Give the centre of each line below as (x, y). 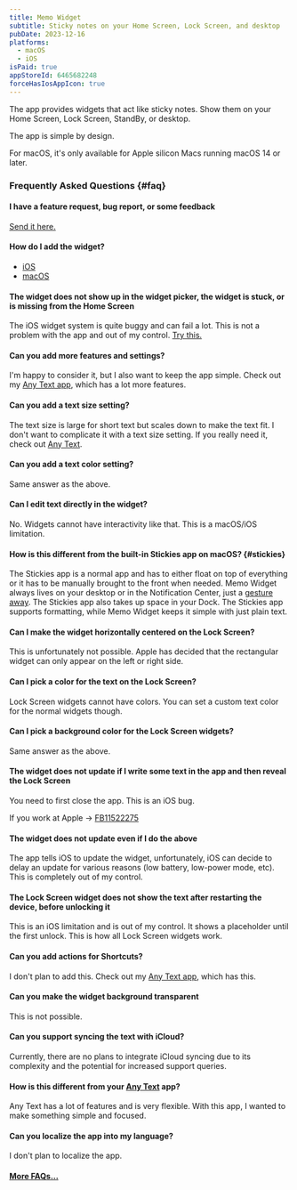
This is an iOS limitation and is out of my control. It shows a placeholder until (149, 927)
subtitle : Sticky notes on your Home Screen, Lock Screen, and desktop (144, 26)
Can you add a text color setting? (72, 465)
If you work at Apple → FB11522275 (74, 818)
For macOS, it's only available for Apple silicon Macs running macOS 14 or (145, 153)
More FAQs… (34, 1176)
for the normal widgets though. (66, 711)
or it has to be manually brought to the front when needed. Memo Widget (143, 583)
